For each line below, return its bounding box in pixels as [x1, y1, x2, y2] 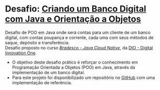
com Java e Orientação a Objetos [5, 13, 142, 25]
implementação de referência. [12, 79, 72, 85]
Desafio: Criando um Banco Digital [5, 3, 146, 14]
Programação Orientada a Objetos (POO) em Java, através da [12, 64, 135, 70]
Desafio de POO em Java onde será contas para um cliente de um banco [5, 29, 151, 35]
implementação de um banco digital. [12, 69, 85, 75]
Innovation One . [5, 50, 37, 56]
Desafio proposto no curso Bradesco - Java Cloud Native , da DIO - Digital [5, 45, 153, 51]
